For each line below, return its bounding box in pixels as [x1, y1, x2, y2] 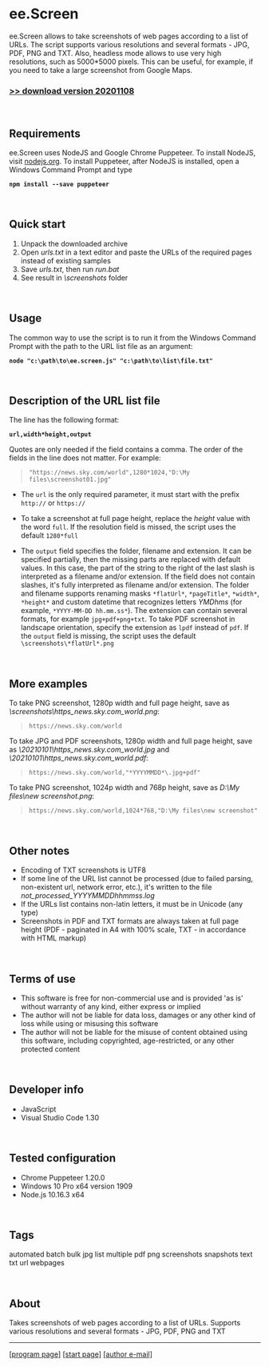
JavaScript [20, 1104, 57, 1113]
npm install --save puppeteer [9, 181, 110, 189]
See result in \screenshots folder [20, 273, 129, 283]
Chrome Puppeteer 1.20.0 [20, 1173, 105, 1182]
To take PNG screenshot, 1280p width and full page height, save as [9, 698, 230, 708]
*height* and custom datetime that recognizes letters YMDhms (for [20, 597, 243, 607]
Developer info [9, 1083, 85, 1096]
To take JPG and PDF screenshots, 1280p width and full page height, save [9, 736, 253, 746]
